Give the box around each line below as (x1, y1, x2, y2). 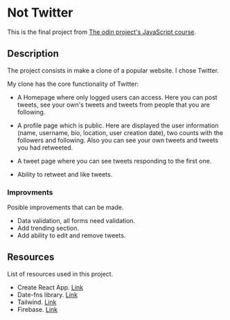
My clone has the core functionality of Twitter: (7, 80, 139, 88)
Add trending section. (17, 224, 80, 233)
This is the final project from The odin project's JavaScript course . (7, 28, 196, 36)
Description (7, 48, 59, 60)
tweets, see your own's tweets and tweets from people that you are (17, 100, 210, 109)
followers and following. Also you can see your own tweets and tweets (17, 136, 219, 144)
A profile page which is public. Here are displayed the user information (17, 121, 219, 130)
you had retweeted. (17, 143, 73, 152)
